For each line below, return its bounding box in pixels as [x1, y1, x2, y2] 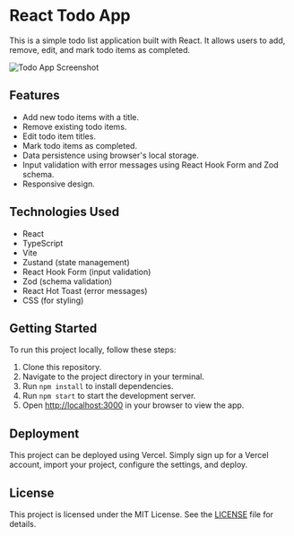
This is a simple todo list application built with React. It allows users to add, [9, 35, 286, 46]
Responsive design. [22, 178, 96, 189]
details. [9, 519, 37, 529]
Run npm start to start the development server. [22, 391, 196, 402]
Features [9, 88, 60, 103]
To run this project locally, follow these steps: [9, 344, 177, 355]
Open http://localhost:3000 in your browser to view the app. [22, 400, 245, 411]
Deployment [9, 426, 80, 441]
